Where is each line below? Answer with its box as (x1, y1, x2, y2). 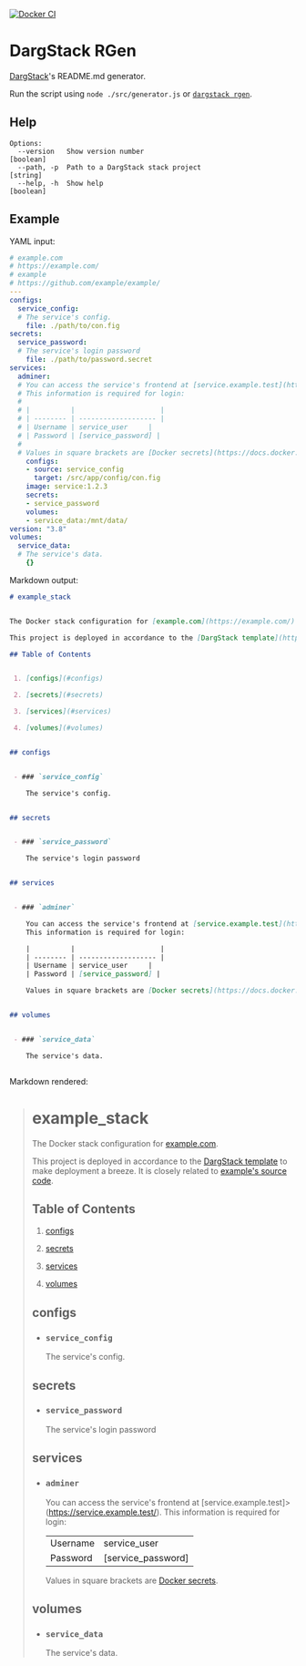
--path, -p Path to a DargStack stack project (17, 162, 202, 172)
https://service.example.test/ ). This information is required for (48, 1507, 280, 1517)
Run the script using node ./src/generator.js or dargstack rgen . (9, 87, 253, 99)
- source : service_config (25, 465, 125, 474)
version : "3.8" (9, 524, 67, 533)
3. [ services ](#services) (13, 707, 112, 716)
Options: (9, 139, 43, 148)
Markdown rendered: (9, 1075, 88, 1086)
